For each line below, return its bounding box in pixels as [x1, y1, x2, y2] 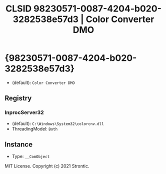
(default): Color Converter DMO [11, 79, 75, 85]
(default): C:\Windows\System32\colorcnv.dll [11, 120, 104, 126]
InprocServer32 [4, 109, 44, 116]
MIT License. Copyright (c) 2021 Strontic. [4, 163, 89, 169]
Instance [4, 140, 33, 149]
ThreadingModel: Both [11, 125, 58, 131]
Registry [4, 94, 32, 102]
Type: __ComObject [11, 153, 50, 159]
